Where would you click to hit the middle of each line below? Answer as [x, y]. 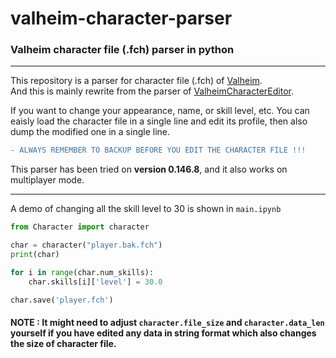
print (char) [35, 255]
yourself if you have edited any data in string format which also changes [163, 333]
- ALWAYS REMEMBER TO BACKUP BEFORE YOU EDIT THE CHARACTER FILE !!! [158, 150]
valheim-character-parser [121, 18]
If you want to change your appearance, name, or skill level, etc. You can [160, 111]
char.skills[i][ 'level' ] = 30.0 [95, 282]
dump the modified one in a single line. [90, 132]
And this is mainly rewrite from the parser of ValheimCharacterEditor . [152, 91]
